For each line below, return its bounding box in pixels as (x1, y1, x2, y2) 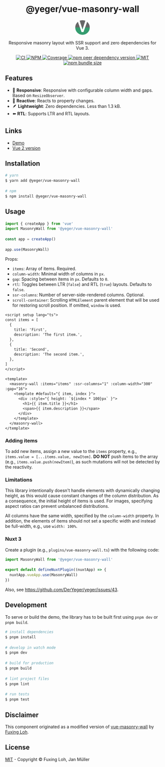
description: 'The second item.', (14, 351, 84, 357)
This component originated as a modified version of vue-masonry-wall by (5, 724, 154, 730)
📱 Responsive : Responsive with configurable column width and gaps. (12, 87, 153, 93)
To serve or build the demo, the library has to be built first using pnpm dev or (5, 614, 158, 620)
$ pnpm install (5, 634, 36, 639)
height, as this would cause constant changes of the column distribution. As (5, 493, 159, 499)
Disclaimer (5, 711, 39, 719)
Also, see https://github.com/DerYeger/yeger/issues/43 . (5, 587, 119, 593)
